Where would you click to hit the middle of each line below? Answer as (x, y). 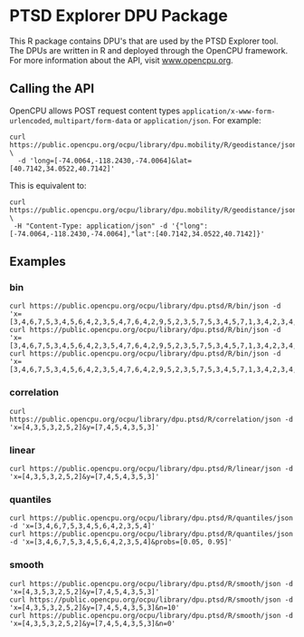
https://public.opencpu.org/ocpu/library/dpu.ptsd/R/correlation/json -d (152, 419)
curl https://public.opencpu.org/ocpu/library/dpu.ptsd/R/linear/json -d (152, 469)
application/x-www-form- (229, 111)
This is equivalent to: (48, 185)
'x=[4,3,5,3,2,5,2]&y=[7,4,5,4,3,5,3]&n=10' (95, 608)
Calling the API (52, 88)
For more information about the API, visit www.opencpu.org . (121, 60)
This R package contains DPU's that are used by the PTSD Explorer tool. (144, 41)
